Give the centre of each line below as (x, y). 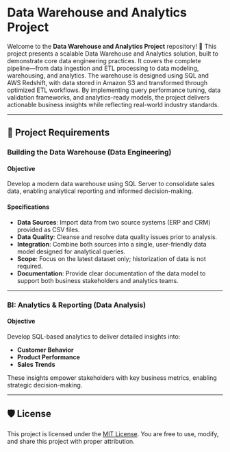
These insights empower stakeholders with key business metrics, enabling (112, 377)
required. (30, 266)
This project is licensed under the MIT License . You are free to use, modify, (113, 433)
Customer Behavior (45, 350)
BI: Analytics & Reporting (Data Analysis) (76, 305)
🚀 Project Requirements (59, 133)
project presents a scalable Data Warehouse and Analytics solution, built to (113, 54)
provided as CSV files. (48, 229)
